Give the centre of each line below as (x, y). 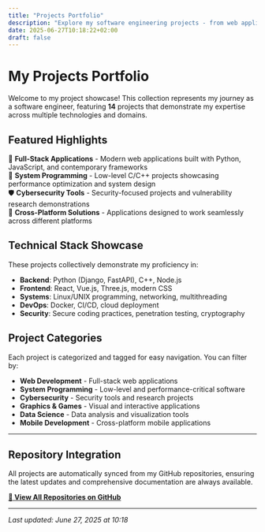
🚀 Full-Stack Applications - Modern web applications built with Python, (125, 159)
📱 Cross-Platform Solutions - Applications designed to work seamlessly (126, 212)
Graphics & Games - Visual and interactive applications (110, 406)
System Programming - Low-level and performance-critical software (132, 389)
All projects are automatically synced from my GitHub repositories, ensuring (131, 474)
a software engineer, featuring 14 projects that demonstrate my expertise (127, 106)
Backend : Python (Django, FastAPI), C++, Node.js (101, 280)
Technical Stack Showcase (76, 246)
